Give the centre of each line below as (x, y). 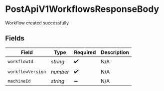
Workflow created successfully (37, 23)
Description (115, 52)
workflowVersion (27, 72)
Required (85, 52)
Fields (15, 38)
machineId (19, 81)
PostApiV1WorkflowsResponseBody (82, 9)
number (60, 72)
